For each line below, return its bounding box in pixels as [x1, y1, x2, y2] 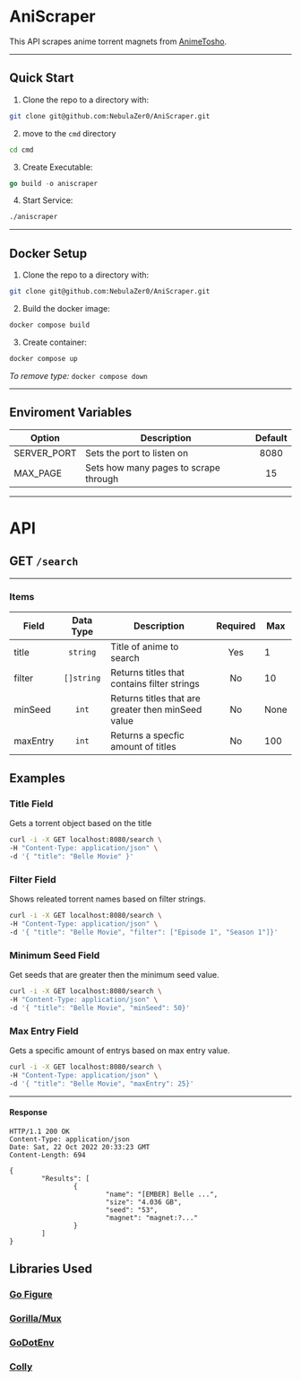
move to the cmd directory [21, 128, 116, 138]
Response [9, 1107, 47, 1118]
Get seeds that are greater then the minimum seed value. [9, 970, 219, 981]
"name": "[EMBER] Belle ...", [105, 1190, 219, 1200]
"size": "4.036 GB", [105, 1198, 182, 1207]
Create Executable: [21, 162, 93, 172]
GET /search [9, 554, 79, 569]
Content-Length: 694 [9, 1151, 87, 1160]
